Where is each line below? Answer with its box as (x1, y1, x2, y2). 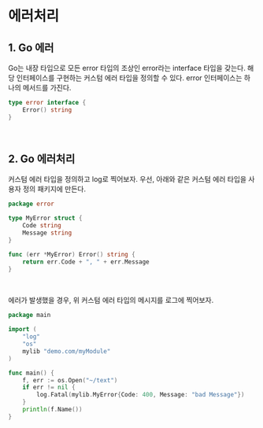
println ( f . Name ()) (22, 406, 83, 414)
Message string (22, 229, 72, 237)
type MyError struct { (8, 214, 83, 223)
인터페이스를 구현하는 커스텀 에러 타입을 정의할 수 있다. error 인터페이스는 (16, 73, 243, 83)
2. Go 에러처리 (8, 153, 76, 166)
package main (8, 312, 51, 319)
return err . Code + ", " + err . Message (22, 257, 150, 266)
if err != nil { (22, 383, 76, 392)
